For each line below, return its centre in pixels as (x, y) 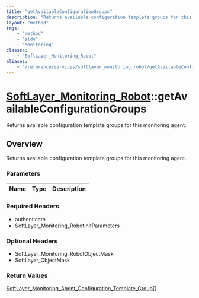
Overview (25, 144)
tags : (13, 28)
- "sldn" (28, 39)
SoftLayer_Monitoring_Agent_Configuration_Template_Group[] (81, 289)
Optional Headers (32, 241)
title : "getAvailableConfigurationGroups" (59, 12)
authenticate (30, 219)
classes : (17, 50)
